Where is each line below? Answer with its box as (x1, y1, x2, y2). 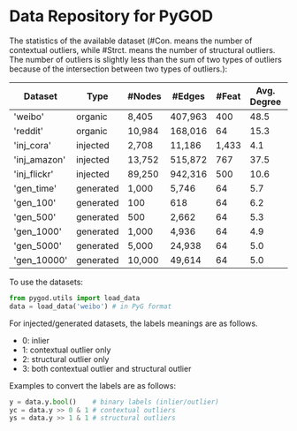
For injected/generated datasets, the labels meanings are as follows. (9, 318, 258, 329)
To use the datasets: (9, 276, 84, 287)
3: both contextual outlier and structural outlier (21, 363, 192, 374)
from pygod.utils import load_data (9, 293, 141, 302)
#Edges (171, 90, 205, 102)
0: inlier (21, 335, 50, 345)
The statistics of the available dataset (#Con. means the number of (9, 35, 253, 46)
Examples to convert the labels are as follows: (9, 380, 177, 390)
